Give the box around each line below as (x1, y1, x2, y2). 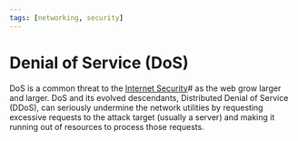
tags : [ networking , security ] (9, 13, 124, 23)
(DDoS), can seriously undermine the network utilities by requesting (9, 102, 263, 113)
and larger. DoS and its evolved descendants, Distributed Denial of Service (9, 92, 289, 103)
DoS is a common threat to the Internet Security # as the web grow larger (9, 83, 282, 94)
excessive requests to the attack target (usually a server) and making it (9, 111, 275, 123)
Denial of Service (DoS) (9, 52, 189, 73)
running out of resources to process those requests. (9, 121, 204, 132)
